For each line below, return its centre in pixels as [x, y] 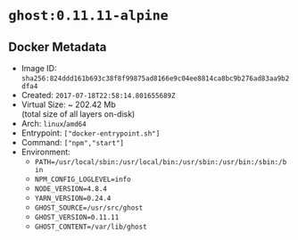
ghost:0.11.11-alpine [88, 16]
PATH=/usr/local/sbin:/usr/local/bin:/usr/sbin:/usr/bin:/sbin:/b [161, 162]
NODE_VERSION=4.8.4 [71, 189]
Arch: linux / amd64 [54, 124]
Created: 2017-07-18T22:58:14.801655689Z [98, 95]
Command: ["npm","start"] [73, 142]
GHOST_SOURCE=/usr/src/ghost [89, 208]
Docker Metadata [58, 47]
